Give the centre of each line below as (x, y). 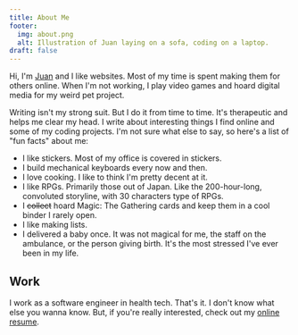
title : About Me (39, 17)
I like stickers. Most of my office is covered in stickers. (122, 158)
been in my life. (50, 253)
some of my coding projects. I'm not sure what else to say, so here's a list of (149, 131)
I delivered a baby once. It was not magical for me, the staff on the (144, 234)
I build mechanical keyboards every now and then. (115, 168)
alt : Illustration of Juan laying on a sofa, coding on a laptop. (143, 42)
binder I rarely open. (59, 215)
